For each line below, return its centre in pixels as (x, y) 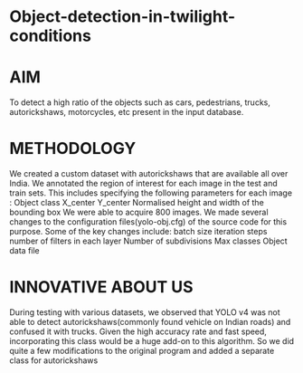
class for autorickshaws (54, 360)
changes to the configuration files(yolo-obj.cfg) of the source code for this (148, 222)
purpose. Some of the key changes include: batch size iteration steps (138, 232)
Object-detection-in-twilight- (123, 17)
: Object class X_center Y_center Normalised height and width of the (137, 203)
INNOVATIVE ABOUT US (101, 287)
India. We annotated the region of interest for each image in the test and (143, 184)
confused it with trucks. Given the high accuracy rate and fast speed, (138, 331)
